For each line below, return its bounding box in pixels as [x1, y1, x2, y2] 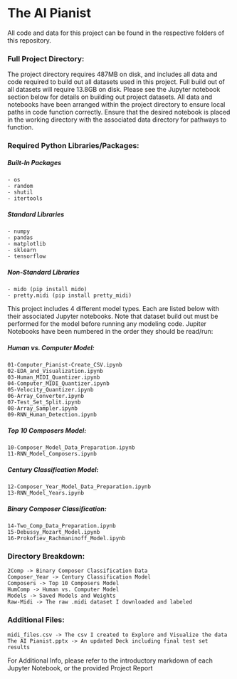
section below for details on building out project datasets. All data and [7, 93, 213, 101]
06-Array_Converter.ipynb [7, 393, 84, 400]
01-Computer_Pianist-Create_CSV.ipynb [7, 362, 122, 369]
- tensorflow [7, 253, 46, 260]
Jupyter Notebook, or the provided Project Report [7, 663, 153, 672]
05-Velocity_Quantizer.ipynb [7, 386, 94, 394]
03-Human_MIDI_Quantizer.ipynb [7, 374, 100, 381]
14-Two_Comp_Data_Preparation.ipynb [7, 522, 116, 530]
